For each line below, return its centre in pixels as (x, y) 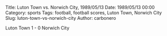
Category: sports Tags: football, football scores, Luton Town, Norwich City (84, 13)
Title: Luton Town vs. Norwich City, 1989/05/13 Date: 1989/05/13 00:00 (80, 7)
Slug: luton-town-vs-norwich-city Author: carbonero (61, 18)
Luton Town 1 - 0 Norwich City (37, 28)
